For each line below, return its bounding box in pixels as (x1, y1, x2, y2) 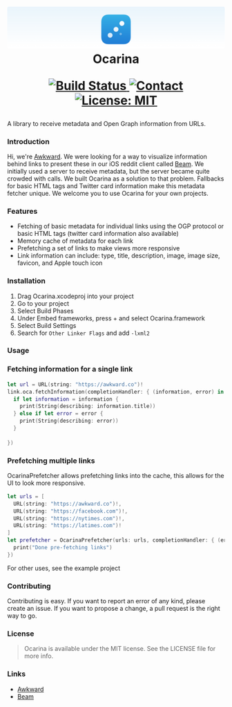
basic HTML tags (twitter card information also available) (17, 230, 180, 238)
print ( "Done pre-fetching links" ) (13, 544, 113, 551)
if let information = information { (13, 396, 119, 403)
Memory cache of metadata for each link (17, 237, 133, 245)
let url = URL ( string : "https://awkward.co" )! (7, 380, 144, 388)
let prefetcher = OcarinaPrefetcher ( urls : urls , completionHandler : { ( (7, 537, 221, 544)
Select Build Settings (17, 321, 77, 329)
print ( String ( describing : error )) (19, 418, 119, 425)
